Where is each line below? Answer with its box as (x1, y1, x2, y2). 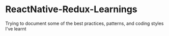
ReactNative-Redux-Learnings (5, 4, 137, 15)
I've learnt (5, 25, 26, 31)
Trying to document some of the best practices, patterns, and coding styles (5, 20, 164, 26)
